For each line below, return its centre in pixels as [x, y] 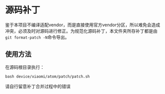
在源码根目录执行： [25, 67]
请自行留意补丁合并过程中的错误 [38, 86]
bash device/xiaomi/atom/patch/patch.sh [48, 76]
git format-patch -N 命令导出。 [37, 37]
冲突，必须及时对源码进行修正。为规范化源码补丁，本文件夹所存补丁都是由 [81, 31]
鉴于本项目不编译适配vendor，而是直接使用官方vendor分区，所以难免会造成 [83, 25]
